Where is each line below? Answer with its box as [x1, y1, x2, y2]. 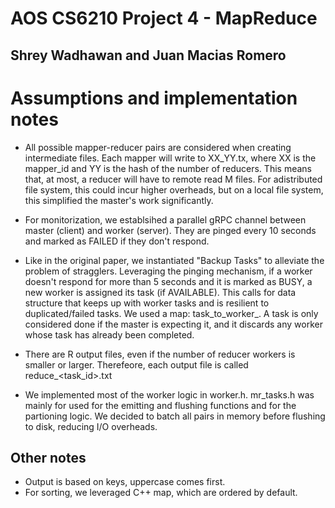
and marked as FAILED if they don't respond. [24, 235, 210, 247]
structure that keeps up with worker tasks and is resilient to [24, 297, 270, 309]
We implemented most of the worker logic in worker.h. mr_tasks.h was [24, 388, 315, 401]
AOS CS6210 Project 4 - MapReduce [10, 7, 318, 30]
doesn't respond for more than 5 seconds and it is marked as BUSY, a [24, 275, 313, 287]
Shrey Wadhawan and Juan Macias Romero [10, 47, 287, 64]
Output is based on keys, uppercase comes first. [24, 476, 226, 488]
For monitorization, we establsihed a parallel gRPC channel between [24, 213, 307, 226]
